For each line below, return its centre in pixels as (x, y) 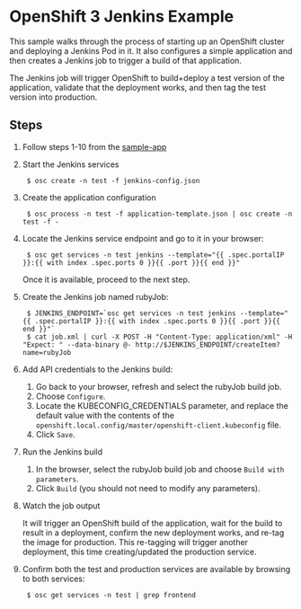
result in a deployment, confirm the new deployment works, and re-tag (153, 533)
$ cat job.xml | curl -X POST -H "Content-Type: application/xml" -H (159, 337)
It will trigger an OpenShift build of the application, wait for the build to (152, 523)
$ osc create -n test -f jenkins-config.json (113, 181)
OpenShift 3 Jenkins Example (122, 17)
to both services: (53, 578)
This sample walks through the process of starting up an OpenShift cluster (147, 41)
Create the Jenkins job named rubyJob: (95, 296)
